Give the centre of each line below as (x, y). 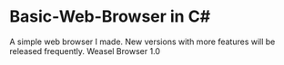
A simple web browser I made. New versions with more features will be (142, 42)
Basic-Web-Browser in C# (110, 17)
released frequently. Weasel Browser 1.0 (85, 51)
